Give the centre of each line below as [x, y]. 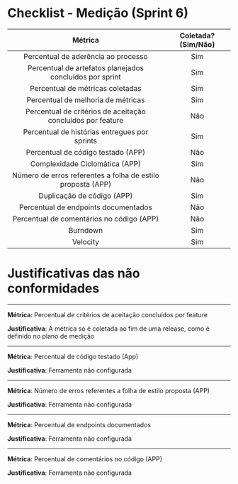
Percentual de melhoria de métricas [86, 99]
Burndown [86, 230]
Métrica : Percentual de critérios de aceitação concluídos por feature [107, 314]
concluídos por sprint [86, 77]
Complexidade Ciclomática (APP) [86, 163]
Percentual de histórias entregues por [86, 131]
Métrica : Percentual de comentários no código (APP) [85, 458]
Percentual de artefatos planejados [85, 67]
